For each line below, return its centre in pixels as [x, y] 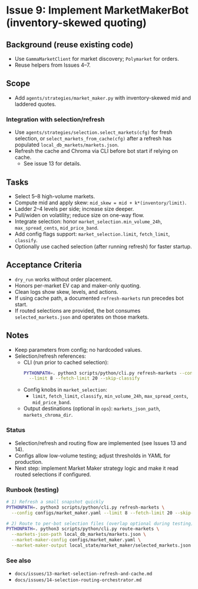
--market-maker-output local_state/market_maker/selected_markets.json [101, 546]
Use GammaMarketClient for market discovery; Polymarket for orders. [97, 59]
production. [29, 462]
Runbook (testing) [32, 489]
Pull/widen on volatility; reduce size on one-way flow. [79, 215]
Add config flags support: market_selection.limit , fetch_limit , [92, 234]
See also [19, 560]
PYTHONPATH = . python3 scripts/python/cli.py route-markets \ [83, 529]
